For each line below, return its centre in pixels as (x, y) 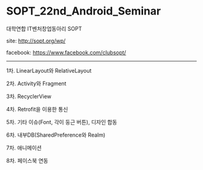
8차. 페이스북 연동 (27, 160)
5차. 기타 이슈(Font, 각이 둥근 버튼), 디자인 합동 (62, 122)
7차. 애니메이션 (24, 148)
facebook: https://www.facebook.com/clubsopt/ (66, 52)
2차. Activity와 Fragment (36, 83)
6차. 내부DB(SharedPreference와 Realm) (56, 135)
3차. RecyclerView (29, 96)
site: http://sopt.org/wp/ (36, 41)
